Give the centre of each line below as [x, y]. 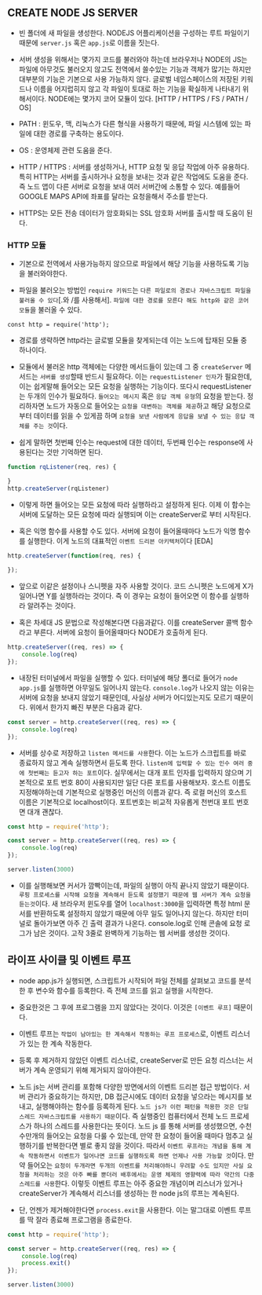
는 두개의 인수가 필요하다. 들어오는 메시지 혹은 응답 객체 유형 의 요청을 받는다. [132, 397]
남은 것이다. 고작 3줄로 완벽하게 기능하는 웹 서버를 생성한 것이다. [132, 933]
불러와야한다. [47, 273]
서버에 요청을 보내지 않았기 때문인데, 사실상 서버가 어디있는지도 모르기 [126, 697]
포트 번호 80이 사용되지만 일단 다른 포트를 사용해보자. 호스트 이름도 [149, 782]
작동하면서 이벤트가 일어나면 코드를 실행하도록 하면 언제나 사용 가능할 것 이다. [137, 1155]
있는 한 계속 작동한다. [60, 1043]
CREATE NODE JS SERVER [73, 13]
